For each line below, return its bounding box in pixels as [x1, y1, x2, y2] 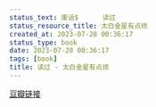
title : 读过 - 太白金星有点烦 [9, 63, 110, 72]
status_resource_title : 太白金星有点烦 [9, 21, 148, 30]
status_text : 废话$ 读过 [9, 12, 116, 22]
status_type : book [9, 37, 78, 47]
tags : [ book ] [9, 54, 58, 63]
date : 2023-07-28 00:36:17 [9, 46, 110, 55]
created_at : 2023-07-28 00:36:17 [9, 29, 134, 38]
